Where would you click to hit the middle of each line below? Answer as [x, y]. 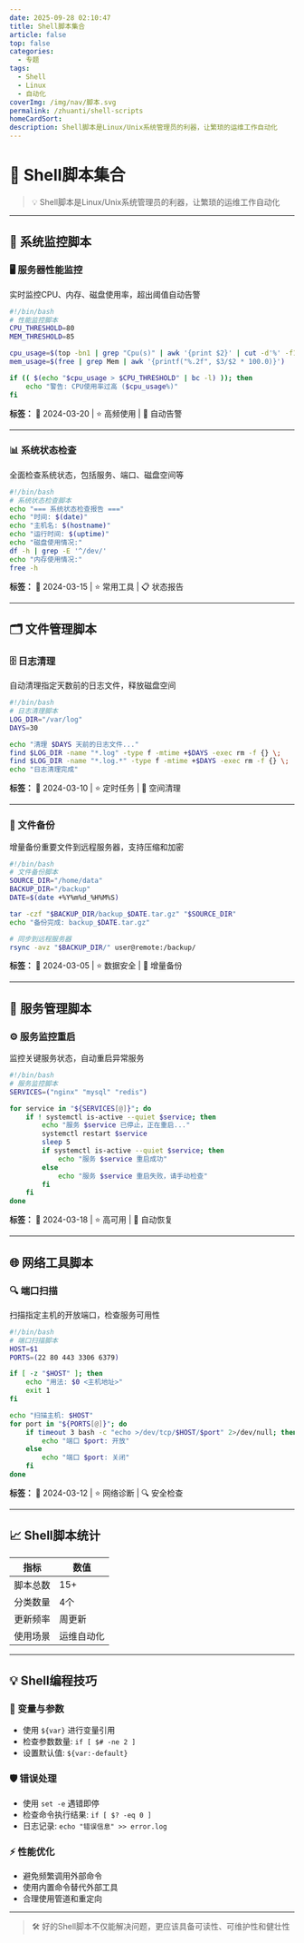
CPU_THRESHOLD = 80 [42, 329]
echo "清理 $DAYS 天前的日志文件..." [74, 744]
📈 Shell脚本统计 [55, 1536]
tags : [19, 69]
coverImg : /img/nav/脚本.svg [63, 102]
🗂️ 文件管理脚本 [53, 628]
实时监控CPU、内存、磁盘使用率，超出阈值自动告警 [105, 294]
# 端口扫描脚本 [34, 1340]
